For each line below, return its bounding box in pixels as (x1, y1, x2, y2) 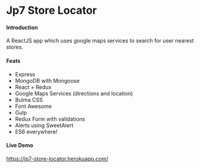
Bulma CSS (14, 96, 43, 103)
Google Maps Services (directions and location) (14, 89, 133, 97)
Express (14, 70, 35, 78)
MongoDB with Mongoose (14, 77, 80, 84)
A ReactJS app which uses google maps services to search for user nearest (6, 37, 194, 44)
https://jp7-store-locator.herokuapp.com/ (6, 155, 109, 162)
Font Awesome (14, 103, 52, 110)
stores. (6, 43, 23, 51)
